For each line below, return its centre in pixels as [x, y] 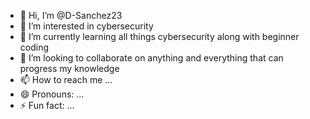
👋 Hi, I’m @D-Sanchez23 [71, 15]
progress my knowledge [69, 68]
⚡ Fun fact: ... [47, 105]
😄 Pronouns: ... [52, 94]
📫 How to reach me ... [66, 79]
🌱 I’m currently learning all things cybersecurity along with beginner [159, 36]
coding [34, 47]
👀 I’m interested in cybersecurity [86, 26]
